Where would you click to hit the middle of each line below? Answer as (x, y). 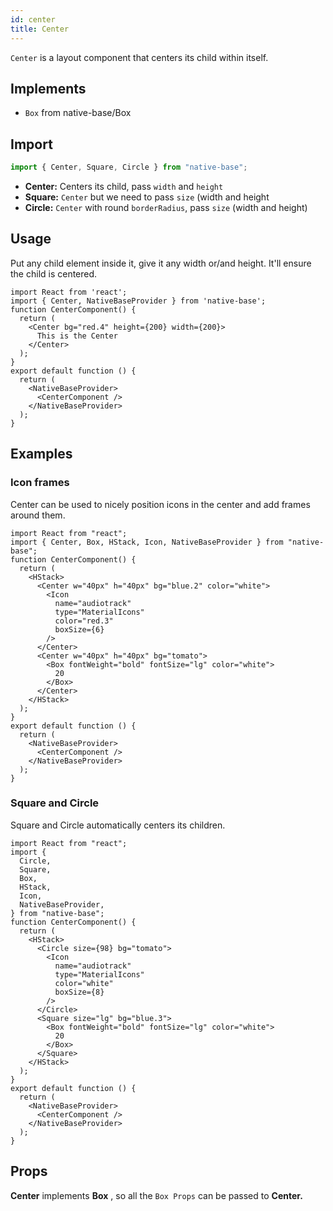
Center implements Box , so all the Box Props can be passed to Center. (156, 1195)
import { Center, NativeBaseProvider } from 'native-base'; (138, 301)
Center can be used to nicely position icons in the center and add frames (160, 504)
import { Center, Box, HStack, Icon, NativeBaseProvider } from (147, 542)
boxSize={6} (79, 629)
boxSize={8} (79, 992)
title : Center (40, 29)
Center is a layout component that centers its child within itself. (139, 57)
